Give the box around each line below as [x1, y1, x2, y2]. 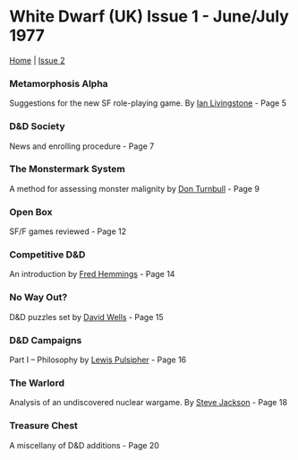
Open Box [9, 205, 53, 218]
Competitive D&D [9, 248, 86, 261]
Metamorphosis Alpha [9, 77, 109, 90]
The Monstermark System [9, 163, 125, 176]
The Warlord [9, 377, 65, 389]
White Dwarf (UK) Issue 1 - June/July [9, 6, 289, 27]
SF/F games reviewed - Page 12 [9, 226, 127, 237]
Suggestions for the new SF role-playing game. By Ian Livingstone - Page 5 [9, 98, 286, 108]
